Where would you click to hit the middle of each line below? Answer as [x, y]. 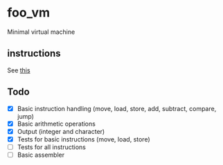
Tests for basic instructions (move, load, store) [83, 139]
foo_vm [29, 13]
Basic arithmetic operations [56, 124]
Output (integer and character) [61, 131]
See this [19, 70]
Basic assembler [41, 155]
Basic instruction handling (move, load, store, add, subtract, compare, [117, 108]
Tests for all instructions [52, 147]
